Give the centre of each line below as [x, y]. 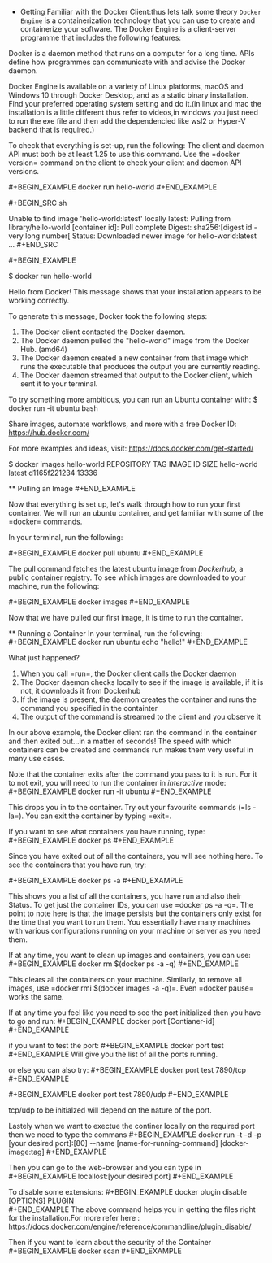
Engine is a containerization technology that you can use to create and [138, 20]
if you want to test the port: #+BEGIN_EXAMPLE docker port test [117, 1045]
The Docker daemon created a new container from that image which [134, 358]
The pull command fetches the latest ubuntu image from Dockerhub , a [126, 569]
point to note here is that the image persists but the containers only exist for [135, 913]
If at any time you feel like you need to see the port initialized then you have [135, 1013]
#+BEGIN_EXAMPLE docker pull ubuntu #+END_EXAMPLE [106, 553]
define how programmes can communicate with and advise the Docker [127, 62]
